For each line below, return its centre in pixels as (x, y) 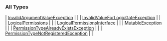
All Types (17, 7)
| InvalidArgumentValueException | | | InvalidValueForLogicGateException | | (83, 18)
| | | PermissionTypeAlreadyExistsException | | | (54, 28)
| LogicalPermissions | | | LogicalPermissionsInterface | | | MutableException (83, 23)
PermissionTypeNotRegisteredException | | (49, 34)
